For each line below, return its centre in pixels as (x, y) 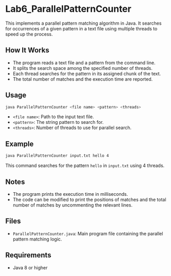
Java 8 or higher (30, 267)
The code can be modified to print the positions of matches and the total (89, 199)
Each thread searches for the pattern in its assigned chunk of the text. (87, 73)
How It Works (27, 50)
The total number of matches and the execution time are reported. (83, 79)
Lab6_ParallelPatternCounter (69, 9)
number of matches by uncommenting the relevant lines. (72, 205)
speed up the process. (29, 34)
